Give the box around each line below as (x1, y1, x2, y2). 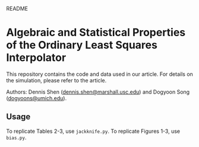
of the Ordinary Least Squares (6, 39, 157, 52)
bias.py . (6, 133, 27, 141)
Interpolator (6, 51, 67, 65)
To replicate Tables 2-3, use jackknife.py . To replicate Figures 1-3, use (6, 127, 180, 135)
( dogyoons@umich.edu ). (6, 94, 67, 101)
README (6, 5, 29, 12)
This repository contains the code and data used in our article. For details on (6, 71, 193, 78)
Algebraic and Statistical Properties (6, 26, 186, 39)
